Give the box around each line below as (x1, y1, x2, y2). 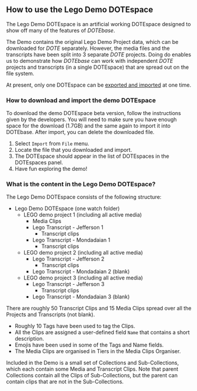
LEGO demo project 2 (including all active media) (23, 249, 143, 256)
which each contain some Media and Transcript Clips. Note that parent (6, 365, 179, 373)
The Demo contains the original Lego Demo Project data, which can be (6, 38, 179, 45)
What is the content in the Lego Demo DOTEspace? (6, 180, 156, 189)
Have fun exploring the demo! (14, 166, 88, 173)
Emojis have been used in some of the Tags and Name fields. (14, 341, 164, 349)
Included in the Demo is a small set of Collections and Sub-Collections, (6, 359, 179, 367)
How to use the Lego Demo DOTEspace (6, 5, 153, 15)
